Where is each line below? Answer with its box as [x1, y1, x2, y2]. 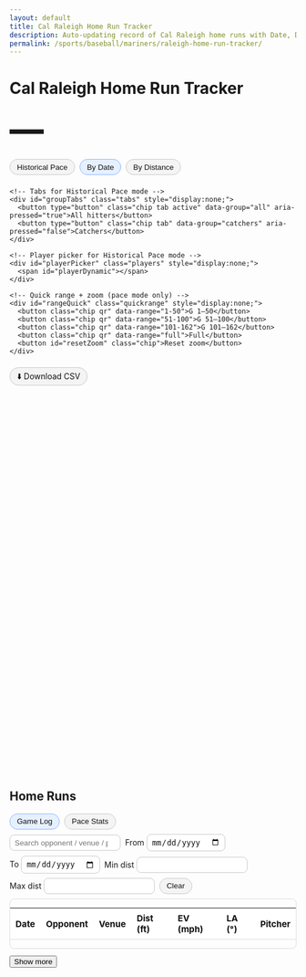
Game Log [16, 816, 53, 826]
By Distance [133, 162, 175, 172]
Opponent [46, 918, 88, 930]
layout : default [9, 13, 71, 23]
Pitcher [260, 918, 291, 930]
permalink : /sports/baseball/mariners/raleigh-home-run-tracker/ [9, 38, 262, 48]
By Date [86, 162, 115, 172]
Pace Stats [71, 816, 109, 826]
